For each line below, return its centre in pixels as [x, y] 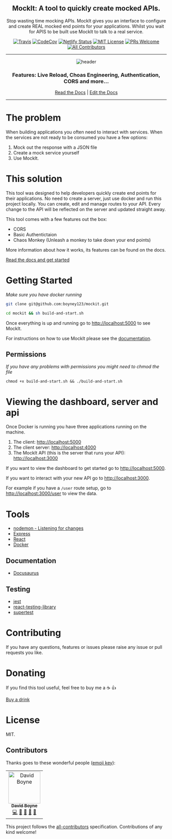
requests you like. [24, 652]
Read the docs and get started [38, 260]
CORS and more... [86, 81]
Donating [26, 673]
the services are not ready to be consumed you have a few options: [77, 138]
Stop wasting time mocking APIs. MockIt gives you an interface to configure [86, 20]
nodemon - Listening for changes [48, 528]
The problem [33, 118]
